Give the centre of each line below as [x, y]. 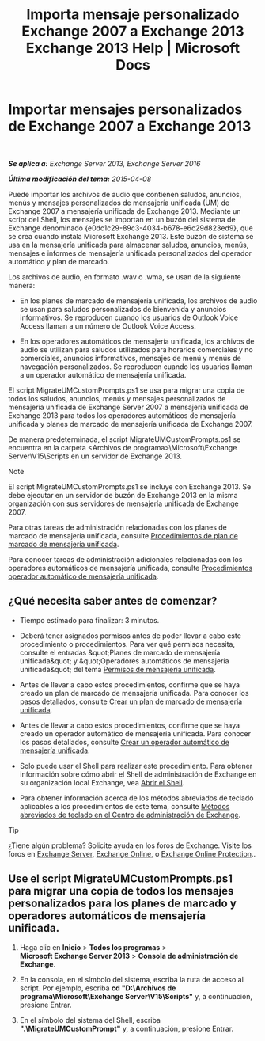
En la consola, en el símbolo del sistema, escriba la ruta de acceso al [131, 979]
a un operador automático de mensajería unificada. [103, 374]
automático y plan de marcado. [59, 261]
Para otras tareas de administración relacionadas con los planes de [118, 527]
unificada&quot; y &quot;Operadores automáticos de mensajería [124, 661]
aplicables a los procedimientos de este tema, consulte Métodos [125, 806]
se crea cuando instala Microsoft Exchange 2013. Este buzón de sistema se [131, 236]
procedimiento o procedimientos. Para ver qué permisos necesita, [127, 644]
